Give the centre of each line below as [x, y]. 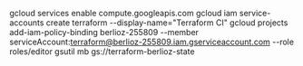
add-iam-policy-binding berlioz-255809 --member [104, 32]
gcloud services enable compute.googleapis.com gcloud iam [123, 13]
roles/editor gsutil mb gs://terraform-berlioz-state [102, 52]
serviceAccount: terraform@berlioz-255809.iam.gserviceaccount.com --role [152, 42]
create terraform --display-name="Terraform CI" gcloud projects [167, 23]
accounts [27, 23]
